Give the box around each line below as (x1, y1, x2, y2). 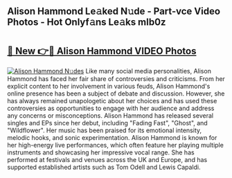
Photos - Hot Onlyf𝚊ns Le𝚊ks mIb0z (7, 17, 166, 28)
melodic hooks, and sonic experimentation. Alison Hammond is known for (7, 134, 217, 141)
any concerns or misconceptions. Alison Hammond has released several (7, 112, 213, 120)
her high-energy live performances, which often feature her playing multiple (7, 141, 224, 149)
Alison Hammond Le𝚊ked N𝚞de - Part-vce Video (7, 6, 220, 17)
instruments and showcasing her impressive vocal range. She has (7, 148, 195, 157)
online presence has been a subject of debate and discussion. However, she (7, 89, 225, 98)
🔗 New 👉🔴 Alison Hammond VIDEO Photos (7, 45, 197, 57)
